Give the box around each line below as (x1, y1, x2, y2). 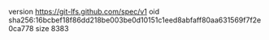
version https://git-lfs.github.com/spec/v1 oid (8, 7, 160, 16)
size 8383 (35, 24, 69, 33)
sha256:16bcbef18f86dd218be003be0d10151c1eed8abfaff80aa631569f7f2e (8, 15, 262, 25)
